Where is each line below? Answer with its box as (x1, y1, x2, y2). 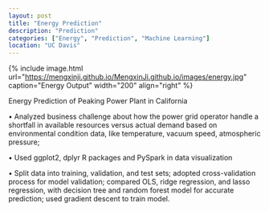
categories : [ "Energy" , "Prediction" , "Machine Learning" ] (8, 34, 210, 43)
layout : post (8, 11, 52, 20)
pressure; (8, 137, 40, 147)
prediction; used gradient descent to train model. (8, 194, 170, 204)
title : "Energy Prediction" (8, 19, 103, 27)
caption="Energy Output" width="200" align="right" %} (8, 81, 194, 91)
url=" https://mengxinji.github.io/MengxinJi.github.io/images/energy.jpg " (8, 72, 247, 82)
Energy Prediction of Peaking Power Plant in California (8, 96, 188, 106)
